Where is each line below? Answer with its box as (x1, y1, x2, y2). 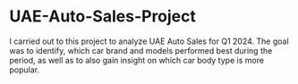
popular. (9, 64, 40, 75)
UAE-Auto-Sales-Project (9, 6, 197, 27)
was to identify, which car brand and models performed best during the (9, 45, 273, 55)
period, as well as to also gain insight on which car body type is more (9, 55, 265, 65)
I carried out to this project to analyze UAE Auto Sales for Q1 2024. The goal (9, 36, 289, 46)
